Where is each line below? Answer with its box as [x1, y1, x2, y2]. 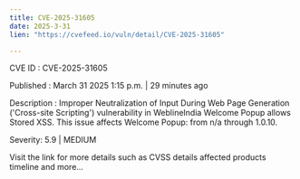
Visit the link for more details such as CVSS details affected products [9, 152, 266, 163]
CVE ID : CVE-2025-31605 [9, 62, 108, 73]
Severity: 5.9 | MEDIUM [9, 135, 97, 146]
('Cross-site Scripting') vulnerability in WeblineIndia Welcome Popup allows [9, 108, 292, 118]
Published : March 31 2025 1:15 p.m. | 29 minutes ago [9, 80, 208, 91]
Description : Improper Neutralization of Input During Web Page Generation [9, 98, 290, 108]
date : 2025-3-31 [9, 22, 71, 31]
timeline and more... [9, 162, 84, 173]
